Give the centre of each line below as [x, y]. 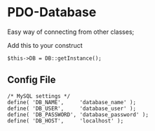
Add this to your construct [45, 45]
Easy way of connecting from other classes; [71, 32]
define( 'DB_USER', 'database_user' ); [72, 108]
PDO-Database [52, 12]
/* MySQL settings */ [39, 96]
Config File [32, 80]
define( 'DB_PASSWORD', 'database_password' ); [78, 114]
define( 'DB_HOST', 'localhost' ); [66, 120]
